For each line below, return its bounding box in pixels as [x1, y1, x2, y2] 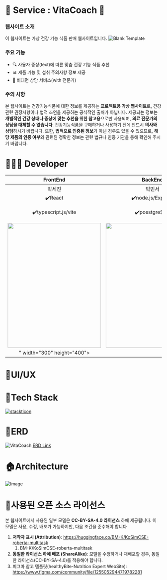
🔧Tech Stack [5, 392, 58, 403]
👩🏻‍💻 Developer [5, 158, 68, 170]
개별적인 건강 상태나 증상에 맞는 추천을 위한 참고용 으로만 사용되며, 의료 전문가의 [5, 116, 158, 122]
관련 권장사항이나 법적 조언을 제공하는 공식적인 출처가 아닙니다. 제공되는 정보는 [5, 109, 158, 115]
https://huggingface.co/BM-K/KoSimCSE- [63, 534, 149, 540]
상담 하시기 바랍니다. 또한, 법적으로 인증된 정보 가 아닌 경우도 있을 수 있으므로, [5, 128, 153, 134]
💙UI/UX [5, 369, 36, 381]
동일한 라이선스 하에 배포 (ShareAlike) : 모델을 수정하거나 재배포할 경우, [12, 551, 151, 557]
